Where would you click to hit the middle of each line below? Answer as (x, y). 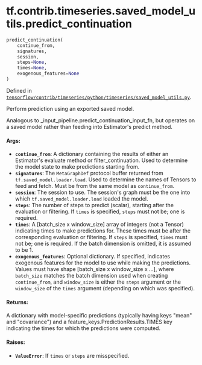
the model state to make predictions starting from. (77, 167)
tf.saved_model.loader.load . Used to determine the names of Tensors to (106, 179)
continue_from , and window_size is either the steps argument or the (98, 282)
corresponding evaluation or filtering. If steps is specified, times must (101, 237)
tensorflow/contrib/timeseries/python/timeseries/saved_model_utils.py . (99, 97)
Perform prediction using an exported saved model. (70, 108)
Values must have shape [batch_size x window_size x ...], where (94, 269)
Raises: (16, 342)
